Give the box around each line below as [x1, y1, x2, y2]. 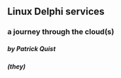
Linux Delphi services [7, 6, 105, 18]
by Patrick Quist [7, 44, 56, 52]
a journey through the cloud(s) [7, 27, 115, 37]
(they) [7, 62, 26, 71]
